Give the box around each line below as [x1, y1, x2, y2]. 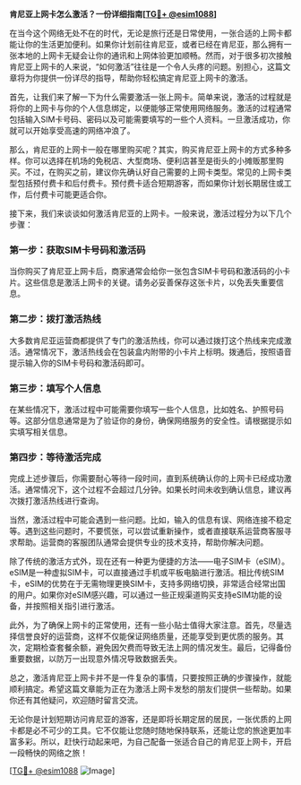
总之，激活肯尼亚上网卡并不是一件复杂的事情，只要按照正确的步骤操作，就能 [9, 672, 292, 684]
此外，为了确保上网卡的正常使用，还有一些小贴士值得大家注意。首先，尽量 [9, 620, 284, 631]
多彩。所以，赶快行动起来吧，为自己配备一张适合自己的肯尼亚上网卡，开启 [16, 737, 292, 747]
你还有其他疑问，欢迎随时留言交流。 [9, 694, 143, 706]
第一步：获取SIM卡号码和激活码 [9, 244, 146, 256]
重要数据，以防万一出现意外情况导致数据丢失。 [9, 653, 182, 664]
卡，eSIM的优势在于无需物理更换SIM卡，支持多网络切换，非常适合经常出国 [9, 578, 286, 590]
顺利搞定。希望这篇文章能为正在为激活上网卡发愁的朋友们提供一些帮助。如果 [9, 684, 292, 694]
